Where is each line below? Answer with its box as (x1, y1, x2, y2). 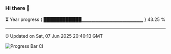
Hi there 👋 (5, 5, 31, 12)
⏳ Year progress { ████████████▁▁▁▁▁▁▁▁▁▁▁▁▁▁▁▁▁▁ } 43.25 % (5, 16, 165, 22)
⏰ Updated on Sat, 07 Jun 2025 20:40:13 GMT (5, 33, 103, 39)
